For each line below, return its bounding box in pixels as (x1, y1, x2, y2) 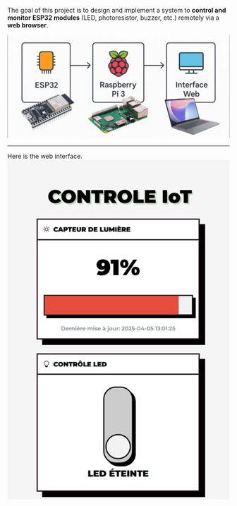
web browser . (7, 21, 49, 29)
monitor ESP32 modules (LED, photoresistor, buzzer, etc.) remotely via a (7, 13, 220, 22)
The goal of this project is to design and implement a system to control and (7, 6, 226, 14)
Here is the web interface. (7, 152, 83, 161)
